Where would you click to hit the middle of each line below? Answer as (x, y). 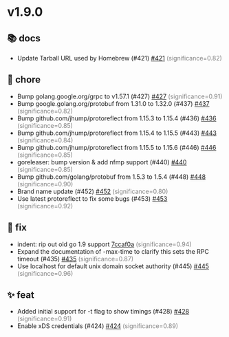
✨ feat (21, 295)
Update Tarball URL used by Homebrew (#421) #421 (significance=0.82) (119, 58)
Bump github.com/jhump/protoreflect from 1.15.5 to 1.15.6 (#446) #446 (117, 147)
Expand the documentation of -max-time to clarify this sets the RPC (113, 251)
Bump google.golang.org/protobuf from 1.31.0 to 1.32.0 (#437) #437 (113, 103)
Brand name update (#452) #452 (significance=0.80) (92, 191)
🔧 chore (24, 80)
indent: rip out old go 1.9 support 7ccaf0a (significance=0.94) (104, 244)
